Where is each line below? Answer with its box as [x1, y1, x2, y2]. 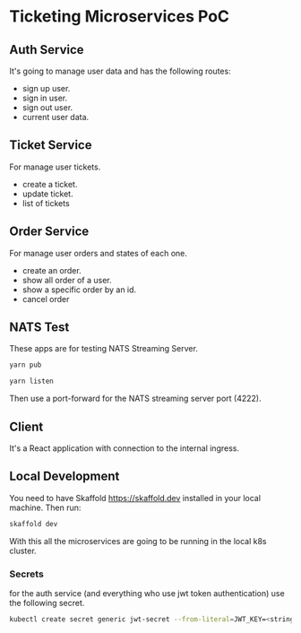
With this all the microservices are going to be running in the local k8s [9, 535, 267, 546]
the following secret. [9, 597, 85, 608]
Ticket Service [9, 137, 92, 153]
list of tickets [21, 197, 70, 208]
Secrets [9, 568, 45, 580]
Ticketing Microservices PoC [9, 6, 230, 27]
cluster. [9, 545, 38, 556]
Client [9, 419, 44, 434]
